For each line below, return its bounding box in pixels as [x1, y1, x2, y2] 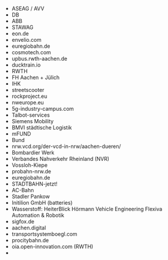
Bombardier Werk [11, 149, 55, 156]
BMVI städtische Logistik [11, 124, 72, 131]
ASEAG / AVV [11, 5, 45, 12]
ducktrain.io [11, 61, 41, 68]
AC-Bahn [11, 187, 34, 193]
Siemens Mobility [11, 118, 54, 124]
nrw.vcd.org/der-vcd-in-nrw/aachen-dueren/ [11, 143, 122, 150]
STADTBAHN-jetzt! [11, 180, 58, 187]
